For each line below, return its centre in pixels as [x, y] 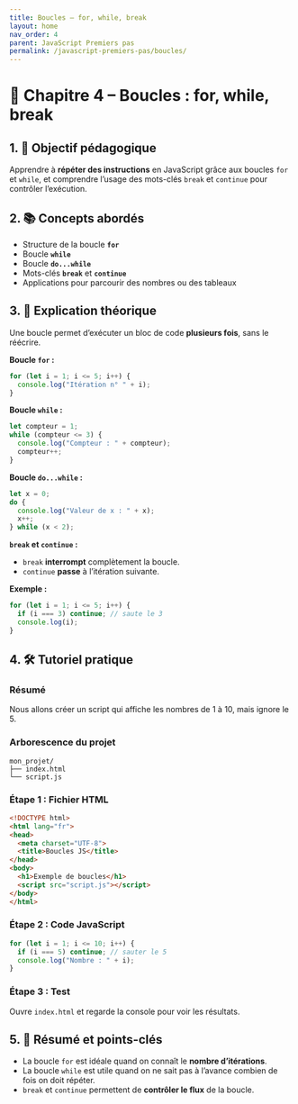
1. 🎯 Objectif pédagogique [83, 148]
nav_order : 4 [34, 34]
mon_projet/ [32, 761]
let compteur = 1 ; [44, 427]
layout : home [34, 26]
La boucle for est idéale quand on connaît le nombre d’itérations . [144, 1061]
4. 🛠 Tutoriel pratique [71, 660]
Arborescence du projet [63, 742]
